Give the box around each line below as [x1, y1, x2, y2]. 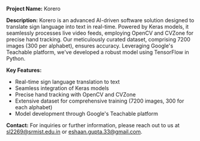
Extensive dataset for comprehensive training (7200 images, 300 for [14, 97, 184, 104]
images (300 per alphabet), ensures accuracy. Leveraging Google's [6, 42, 174, 49]
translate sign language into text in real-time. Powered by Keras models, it [6, 23, 189, 30]
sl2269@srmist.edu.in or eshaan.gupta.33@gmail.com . [6, 128, 143, 135]
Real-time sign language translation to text [14, 78, 120, 85]
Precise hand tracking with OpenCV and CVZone [14, 91, 136, 98]
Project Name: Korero [6, 5, 61, 12]
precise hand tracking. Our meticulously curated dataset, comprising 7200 [6, 36, 191, 43]
